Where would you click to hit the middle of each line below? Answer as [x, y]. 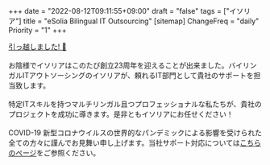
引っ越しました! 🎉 [37, 47]
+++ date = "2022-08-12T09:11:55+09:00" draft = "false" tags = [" [119, 11]
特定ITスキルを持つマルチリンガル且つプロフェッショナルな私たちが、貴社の [135, 104]
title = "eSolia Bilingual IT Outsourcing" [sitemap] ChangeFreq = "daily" [141, 21]
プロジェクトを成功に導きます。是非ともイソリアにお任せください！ [121, 114]
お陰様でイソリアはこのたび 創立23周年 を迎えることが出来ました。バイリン [133, 65]
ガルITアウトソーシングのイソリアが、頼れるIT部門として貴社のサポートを [131, 75]
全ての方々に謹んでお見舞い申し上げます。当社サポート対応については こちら [135, 143]
